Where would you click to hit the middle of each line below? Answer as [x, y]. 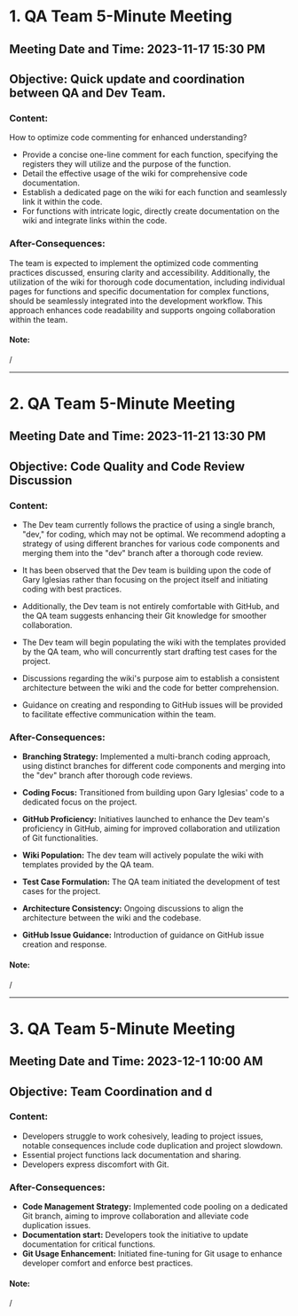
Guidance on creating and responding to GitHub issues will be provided [153, 705]
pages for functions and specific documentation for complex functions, [139, 291]
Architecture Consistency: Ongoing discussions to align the [133, 909]
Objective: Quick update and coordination [127, 78]
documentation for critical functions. [89, 1244]
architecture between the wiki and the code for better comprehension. [150, 688]
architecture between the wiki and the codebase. [111, 918]
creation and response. [64, 944]
